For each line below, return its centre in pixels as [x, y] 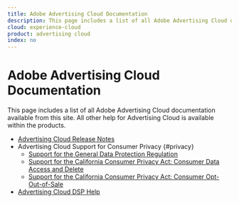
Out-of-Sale [46, 185]
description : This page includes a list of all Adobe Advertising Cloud [117, 21]
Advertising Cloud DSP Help [59, 192]
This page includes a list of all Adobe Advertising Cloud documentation [111, 110]
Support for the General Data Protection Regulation [103, 154]
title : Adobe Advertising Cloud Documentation [78, 14]
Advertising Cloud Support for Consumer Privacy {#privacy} [106, 147]
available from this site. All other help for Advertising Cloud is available [111, 118]
